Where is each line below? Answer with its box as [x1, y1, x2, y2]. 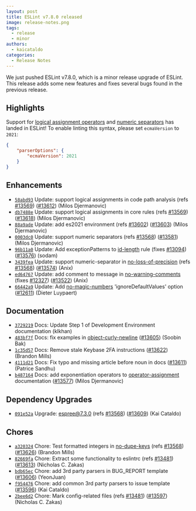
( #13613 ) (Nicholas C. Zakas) [14, 461, 85, 468]
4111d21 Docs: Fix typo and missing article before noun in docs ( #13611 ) [14, 359, 187, 366]
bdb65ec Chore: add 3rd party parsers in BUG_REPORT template [14, 467, 169, 474]
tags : [6, 25, 19, 31]
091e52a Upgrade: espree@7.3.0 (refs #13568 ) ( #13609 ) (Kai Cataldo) [14, 410, 181, 417]
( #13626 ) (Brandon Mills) [14, 448, 75, 455]
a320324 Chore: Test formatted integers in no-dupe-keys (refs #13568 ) [14, 443, 184, 450]
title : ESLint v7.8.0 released [6, 14, 82, 20]
